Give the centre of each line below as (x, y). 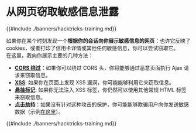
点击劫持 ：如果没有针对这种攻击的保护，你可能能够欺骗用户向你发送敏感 (102, 104)
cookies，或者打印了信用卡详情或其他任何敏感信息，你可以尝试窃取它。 (92, 48)
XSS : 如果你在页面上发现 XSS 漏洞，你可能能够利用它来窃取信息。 (94, 82)
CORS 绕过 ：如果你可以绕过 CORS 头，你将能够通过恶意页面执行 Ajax (98, 67)
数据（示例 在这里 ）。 (39, 111)
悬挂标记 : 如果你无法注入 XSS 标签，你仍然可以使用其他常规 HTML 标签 (100, 90)
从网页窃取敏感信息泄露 (63, 12)
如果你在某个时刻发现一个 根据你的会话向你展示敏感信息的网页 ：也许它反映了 (98, 40)
